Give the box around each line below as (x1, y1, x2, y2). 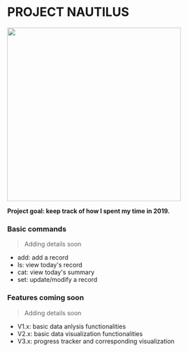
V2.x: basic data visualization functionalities (17, 329, 144, 337)
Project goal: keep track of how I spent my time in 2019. (7, 206, 170, 215)
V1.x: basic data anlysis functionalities (17, 322, 126, 330)
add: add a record (17, 253, 69, 262)
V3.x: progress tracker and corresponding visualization (17, 337, 175, 345)
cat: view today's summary (17, 268, 95, 276)
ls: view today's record (17, 261, 83, 269)
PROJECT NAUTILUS (7, 4, 130, 20)
